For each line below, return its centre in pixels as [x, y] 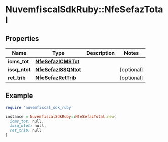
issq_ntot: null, [28, 126]
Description [100, 53]
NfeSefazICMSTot [57, 61]
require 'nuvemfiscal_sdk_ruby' [39, 107]
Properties [22, 39]
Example [19, 96]
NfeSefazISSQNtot [58, 69]
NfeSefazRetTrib [56, 78]
